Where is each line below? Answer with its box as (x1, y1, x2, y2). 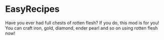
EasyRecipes (5, 3, 60, 15)
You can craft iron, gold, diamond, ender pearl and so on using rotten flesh (5, 25, 158, 31)
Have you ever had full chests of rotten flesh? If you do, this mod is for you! (5, 20, 160, 26)
